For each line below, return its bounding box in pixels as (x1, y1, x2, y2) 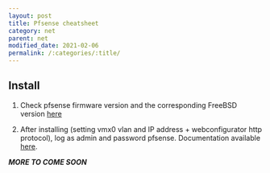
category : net (8, 27, 56, 35)
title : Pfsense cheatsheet (8, 19, 99, 27)
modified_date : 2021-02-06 (8, 42, 99, 50)
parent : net (8, 34, 48, 43)
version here (19, 109, 62, 118)
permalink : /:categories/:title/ (8, 49, 121, 57)
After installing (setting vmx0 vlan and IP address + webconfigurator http (19, 124, 263, 134)
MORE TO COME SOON (8, 157, 87, 167)
